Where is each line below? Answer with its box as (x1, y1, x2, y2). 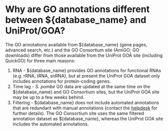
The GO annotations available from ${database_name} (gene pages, (5, 41, 148, 47)
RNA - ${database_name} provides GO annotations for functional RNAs (12, 67, 161, 74)
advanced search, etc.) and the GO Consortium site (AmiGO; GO (5, 47, 140, 53)
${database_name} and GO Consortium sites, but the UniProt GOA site (12, 89, 159, 95)
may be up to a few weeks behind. (12, 94, 85, 100)
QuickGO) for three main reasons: (5, 57, 76, 63)
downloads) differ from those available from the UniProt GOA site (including (5, 52, 163, 58)
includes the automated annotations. (12, 121, 89, 127)
